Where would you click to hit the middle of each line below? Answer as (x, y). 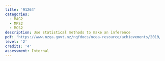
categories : (17, 14)
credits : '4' (18, 46)
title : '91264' (21, 10)
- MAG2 (16, 19)
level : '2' (16, 42)
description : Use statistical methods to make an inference (68, 32)
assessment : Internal (27, 51)
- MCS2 (16, 28)
